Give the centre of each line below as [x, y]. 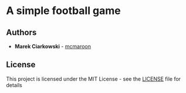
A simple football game [64, 11]
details [14, 85]
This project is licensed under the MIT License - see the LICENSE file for [93, 79]
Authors [21, 32]
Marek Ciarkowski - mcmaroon [53, 46]
